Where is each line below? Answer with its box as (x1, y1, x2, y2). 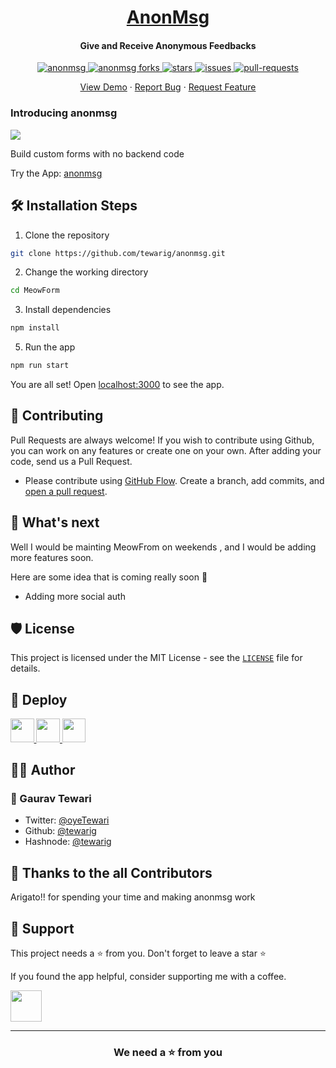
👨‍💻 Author (10, 762, 76, 779)
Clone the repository (24, 229, 110, 241)
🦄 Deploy (10, 691, 68, 708)
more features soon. (10, 551, 94, 563)
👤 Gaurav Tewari (10, 792, 92, 806)
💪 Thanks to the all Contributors (10, 864, 213, 881)
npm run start (10, 361, 70, 371)
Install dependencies (24, 304, 112, 316)
